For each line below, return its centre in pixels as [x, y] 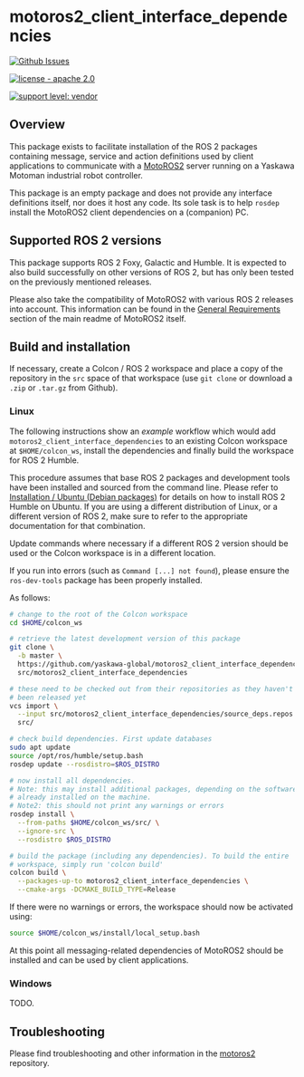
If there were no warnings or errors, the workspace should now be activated [152, 907]
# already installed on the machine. [81, 798]
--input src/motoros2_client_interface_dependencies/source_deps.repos [156, 714]
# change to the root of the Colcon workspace [99, 614]
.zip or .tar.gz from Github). [64, 388]
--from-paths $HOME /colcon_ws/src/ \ [89, 823]
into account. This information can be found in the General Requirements [145, 309]
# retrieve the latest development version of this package [125, 639]
